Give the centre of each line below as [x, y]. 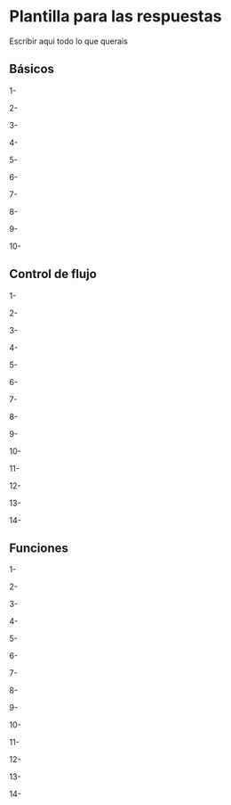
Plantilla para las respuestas [115, 16]
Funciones [39, 548]
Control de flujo [53, 274]
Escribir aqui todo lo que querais [69, 41]
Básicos [32, 69]
